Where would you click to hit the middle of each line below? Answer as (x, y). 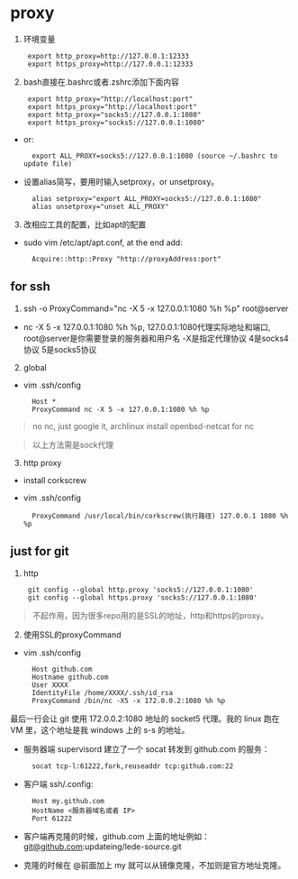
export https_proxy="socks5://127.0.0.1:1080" (116, 123)
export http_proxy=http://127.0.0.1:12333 (108, 56)
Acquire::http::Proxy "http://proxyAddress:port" (126, 259)
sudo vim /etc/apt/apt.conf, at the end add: (103, 243)
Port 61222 (52, 819)
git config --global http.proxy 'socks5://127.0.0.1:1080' (140, 590)
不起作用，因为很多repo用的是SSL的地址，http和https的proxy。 (150, 615)
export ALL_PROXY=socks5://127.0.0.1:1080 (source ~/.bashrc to (155, 156)
